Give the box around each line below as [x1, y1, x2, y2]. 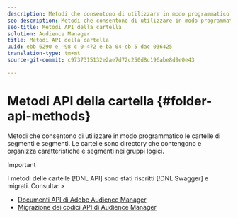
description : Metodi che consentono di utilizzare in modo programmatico [7, 10, 230, 18]
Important [7, 160, 36, 168]
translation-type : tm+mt [7, 50, 81, 57]
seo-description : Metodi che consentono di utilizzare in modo [7, 17, 198, 24]
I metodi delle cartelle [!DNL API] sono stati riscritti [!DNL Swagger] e [7, 174, 209, 183]
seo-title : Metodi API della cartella [7, 23, 122, 30]
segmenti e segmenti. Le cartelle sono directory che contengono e [7, 139, 202, 147]
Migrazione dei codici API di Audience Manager [17, 202, 157, 211]
